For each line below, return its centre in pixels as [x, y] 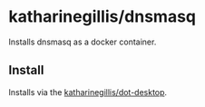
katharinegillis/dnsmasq [102, 17]
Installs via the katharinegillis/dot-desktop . [88, 92]
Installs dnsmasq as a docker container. [83, 42]
